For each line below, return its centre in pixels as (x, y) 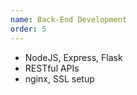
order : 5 (28, 29)
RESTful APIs (52, 68)
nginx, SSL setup (59, 78)
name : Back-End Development (69, 19)
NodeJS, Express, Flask (73, 57)
